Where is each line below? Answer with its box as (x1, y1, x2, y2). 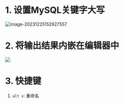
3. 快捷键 (5, 75, 41, 87)
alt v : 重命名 (12, 93, 40, 99)
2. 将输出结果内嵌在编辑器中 (5, 40, 120, 51)
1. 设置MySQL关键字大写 (5, 4, 105, 16)
